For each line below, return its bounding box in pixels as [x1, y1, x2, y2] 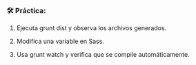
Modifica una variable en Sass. [16, 37, 105, 46]
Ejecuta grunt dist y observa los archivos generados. [16, 24, 167, 32]
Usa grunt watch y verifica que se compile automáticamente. [16, 51, 190, 59]
